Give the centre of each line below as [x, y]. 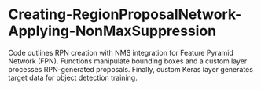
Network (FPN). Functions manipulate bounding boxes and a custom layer [128, 61]
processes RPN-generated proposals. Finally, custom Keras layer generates [131, 69]
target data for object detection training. [73, 77]
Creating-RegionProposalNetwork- [125, 14]
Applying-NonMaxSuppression [112, 31]
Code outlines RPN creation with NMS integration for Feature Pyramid [121, 52]
